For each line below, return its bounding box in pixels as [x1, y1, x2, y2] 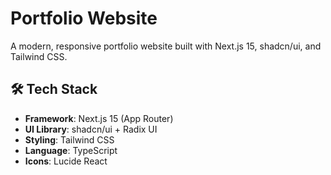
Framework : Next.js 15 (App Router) [24, 112, 174, 124]
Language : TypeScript [24, 144, 118, 156]
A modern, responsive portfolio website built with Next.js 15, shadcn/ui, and [10, 40, 322, 52]
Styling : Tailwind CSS [24, 133, 115, 146]
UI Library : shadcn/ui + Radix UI [24, 123, 158, 135]
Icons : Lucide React [24, 155, 108, 167]
